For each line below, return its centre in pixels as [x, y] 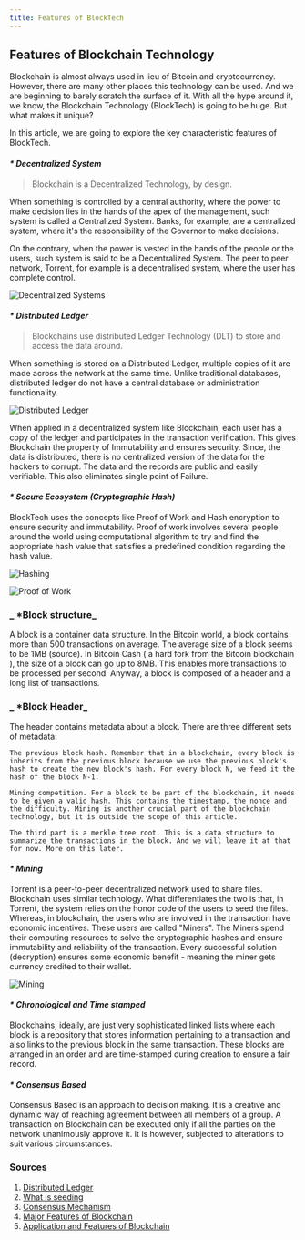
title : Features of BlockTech [67, 18]
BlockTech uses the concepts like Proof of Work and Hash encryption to [144, 518]
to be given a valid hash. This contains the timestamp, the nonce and [148, 801]
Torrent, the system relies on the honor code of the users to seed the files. [149, 908]
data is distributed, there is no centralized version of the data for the [137, 456]
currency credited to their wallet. [71, 966]
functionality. [34, 392]
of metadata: [33, 736]
